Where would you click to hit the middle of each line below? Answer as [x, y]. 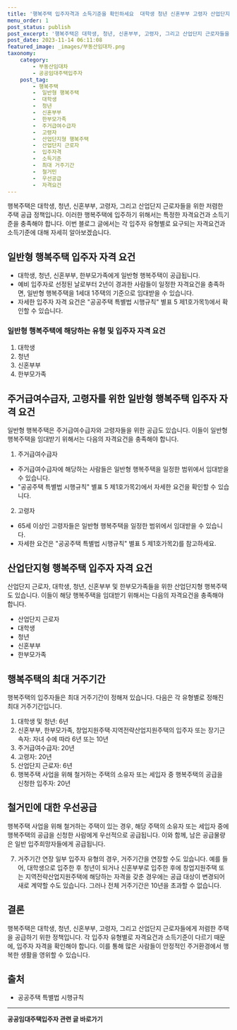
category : [35, 60]
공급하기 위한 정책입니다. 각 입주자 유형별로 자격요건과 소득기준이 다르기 [114, 937]
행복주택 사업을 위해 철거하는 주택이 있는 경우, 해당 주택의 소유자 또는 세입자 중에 [118, 826]
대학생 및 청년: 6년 [43, 721]
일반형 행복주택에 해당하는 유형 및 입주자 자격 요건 [86, 331]
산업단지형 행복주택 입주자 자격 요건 [80, 568]
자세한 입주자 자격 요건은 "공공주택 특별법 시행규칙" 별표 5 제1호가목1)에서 [119, 302]
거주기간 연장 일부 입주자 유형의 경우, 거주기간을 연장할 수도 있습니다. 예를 [119, 859]
